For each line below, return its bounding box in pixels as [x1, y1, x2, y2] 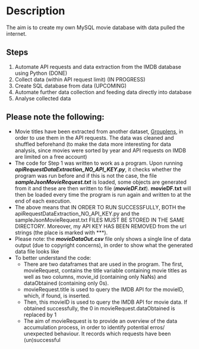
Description [6, 4, 65, 18]
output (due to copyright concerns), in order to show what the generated [14, 241, 193, 249]
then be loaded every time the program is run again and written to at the [14, 191, 191, 198]
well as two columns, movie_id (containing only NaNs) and [23, 273, 167, 280]
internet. [6, 30, 27, 37]
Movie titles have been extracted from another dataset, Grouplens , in [14, 128, 184, 135]
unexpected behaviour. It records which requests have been [23, 330, 171, 337]
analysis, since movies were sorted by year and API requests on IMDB [14, 147, 187, 154]
